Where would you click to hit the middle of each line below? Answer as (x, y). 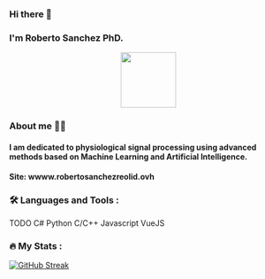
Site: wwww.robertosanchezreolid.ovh (82, 177)
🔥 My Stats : (36, 245)
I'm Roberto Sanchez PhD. (66, 37)
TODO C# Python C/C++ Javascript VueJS (87, 223)
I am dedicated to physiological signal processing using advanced (133, 147)
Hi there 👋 (31, 14)
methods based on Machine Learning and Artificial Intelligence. (129, 156)
